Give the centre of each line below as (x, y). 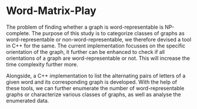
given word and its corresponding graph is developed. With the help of (92, 82)
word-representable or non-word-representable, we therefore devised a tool (99, 39)
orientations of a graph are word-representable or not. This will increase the (98, 58)
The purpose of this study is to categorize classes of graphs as (108, 33)
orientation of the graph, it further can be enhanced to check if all (86, 52)
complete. (18, 33)
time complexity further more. (42, 64)
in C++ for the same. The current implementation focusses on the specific (96, 46)
